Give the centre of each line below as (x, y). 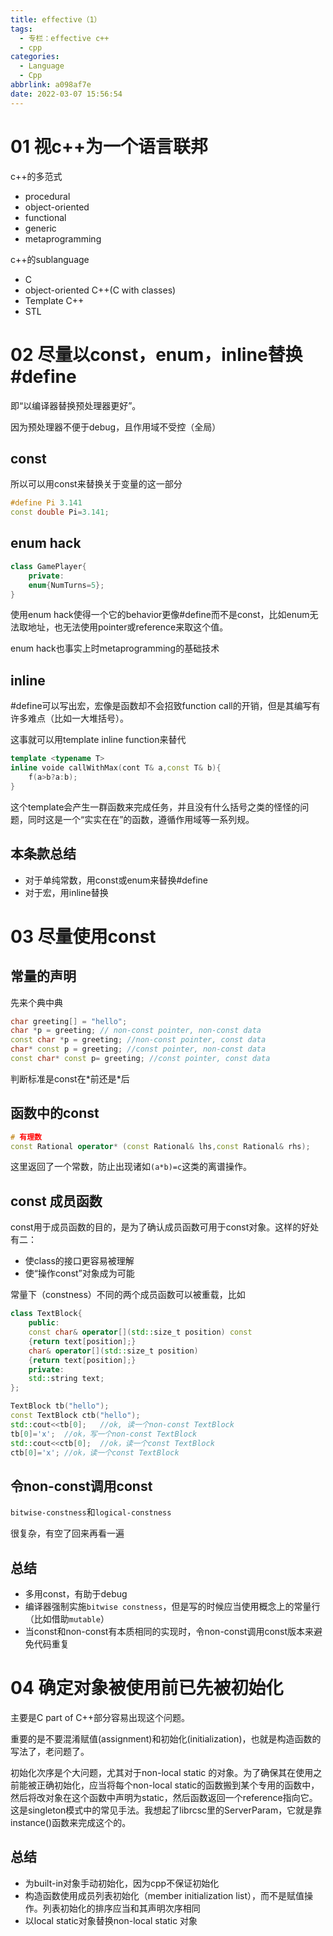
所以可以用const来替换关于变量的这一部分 (96, 484)
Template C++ (54, 300)
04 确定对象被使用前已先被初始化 (147, 1688)
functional (45, 217)
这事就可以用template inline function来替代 (98, 740)
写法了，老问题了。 (50, 1751)
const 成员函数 (56, 1201)
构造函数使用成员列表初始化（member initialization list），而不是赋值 (164, 1895)
